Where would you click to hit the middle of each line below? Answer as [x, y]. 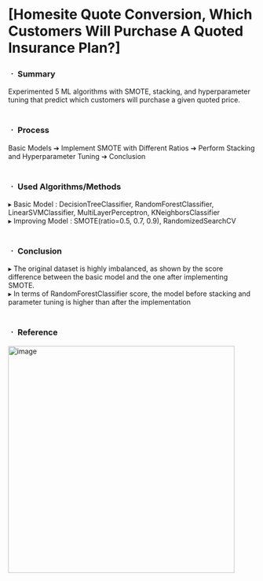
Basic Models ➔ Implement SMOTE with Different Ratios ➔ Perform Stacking [131, 148]
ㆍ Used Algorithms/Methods [65, 187]
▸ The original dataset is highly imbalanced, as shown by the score [116, 268]
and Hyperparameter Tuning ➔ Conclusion [77, 156]
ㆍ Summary [32, 74]
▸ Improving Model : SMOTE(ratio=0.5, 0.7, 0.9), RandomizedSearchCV [122, 221]
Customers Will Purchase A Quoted [126, 31]
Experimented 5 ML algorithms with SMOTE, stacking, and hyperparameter [130, 91]
